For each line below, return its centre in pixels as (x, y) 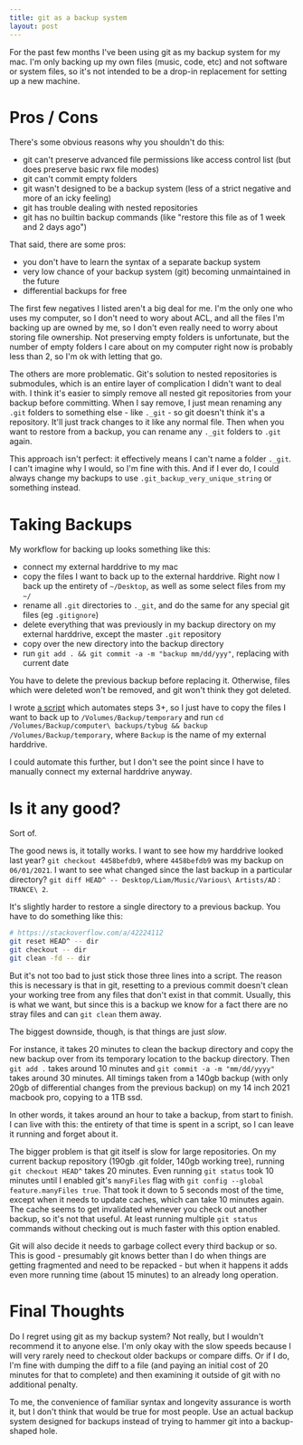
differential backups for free (75, 291)
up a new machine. (45, 81)
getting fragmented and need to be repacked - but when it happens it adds (149, 1265)
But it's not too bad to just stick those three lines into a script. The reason (146, 975)
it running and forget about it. (64, 1134)
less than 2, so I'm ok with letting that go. (86, 356)
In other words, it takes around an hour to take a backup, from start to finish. (151, 1115)
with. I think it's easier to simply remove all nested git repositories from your (151, 394)
